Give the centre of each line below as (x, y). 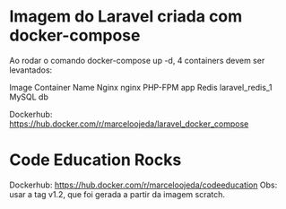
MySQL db (29, 97)
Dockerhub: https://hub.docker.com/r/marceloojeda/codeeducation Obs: (143, 185)
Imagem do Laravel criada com (126, 17)
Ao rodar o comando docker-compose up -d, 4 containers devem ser (137, 60)
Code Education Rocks (95, 160)
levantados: (31, 70)
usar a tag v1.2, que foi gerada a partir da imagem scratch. (117, 194)
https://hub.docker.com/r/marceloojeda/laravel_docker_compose (129, 124)
